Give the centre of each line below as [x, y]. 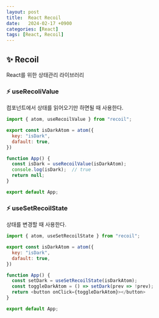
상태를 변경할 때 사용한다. [37, 225]
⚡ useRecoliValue [33, 91]
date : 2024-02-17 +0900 [39, 23]
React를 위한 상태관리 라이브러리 [45, 74]
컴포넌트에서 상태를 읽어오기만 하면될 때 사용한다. [65, 108]
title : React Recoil [34, 18]
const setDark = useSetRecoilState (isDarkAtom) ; [75, 281]
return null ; [28, 175]
